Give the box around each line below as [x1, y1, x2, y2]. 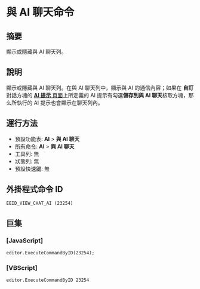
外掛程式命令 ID [6, 185, 64, 195]
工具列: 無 [14, 150, 39, 157]
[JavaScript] [6, 236, 44, 245]
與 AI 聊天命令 [6, 5, 75, 19]
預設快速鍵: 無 [14, 165, 50, 172]
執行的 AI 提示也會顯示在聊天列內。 [16, 99, 103, 106]
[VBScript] [6, 264, 38, 272]
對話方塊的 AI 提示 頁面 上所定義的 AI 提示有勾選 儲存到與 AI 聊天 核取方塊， [6, 91, 189, 99]
